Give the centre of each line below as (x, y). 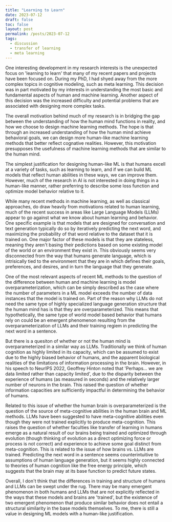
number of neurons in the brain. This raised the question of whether (77, 384)
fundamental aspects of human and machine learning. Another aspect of (82, 95)
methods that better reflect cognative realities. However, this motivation (81, 143)
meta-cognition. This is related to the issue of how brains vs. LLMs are (80, 449)
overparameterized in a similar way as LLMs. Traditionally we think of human (86, 346)
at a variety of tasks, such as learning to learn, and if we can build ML (79, 169)
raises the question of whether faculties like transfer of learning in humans (84, 427)
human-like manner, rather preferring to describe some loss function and (82, 186)
